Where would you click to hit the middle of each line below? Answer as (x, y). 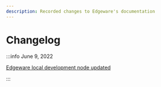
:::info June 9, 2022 (30, 56)
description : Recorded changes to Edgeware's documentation (81, 11)
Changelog (33, 40)
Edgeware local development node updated (58, 67)
